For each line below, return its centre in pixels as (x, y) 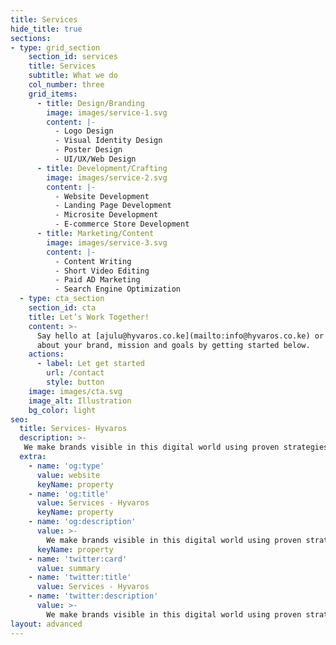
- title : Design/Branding (90, 103)
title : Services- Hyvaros (73, 429)
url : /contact (75, 373)
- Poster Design (88, 150)
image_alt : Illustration (80, 401)
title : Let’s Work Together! (89, 317)
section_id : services (73, 57)
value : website (68, 475)
